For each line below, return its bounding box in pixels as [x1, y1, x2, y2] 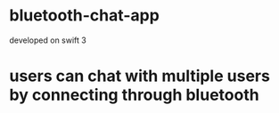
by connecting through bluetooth [9, 85, 260, 105]
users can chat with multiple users [9, 66, 270, 86]
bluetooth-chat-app [9, 5, 160, 26]
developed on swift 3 [9, 35, 86, 45]
